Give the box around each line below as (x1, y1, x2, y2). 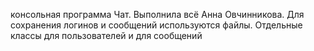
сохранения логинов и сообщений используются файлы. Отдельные (10, 19, 303, 31)
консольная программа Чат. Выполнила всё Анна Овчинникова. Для (10, 9, 305, 20)
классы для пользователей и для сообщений (10, 30, 203, 41)
